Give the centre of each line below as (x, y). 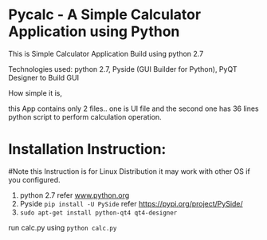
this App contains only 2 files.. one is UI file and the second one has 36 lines (133, 108)
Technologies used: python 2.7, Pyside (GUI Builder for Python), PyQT (123, 69)
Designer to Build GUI (44, 77)
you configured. (35, 179)
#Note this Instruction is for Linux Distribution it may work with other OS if (130, 171)
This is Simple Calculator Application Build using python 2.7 (106, 53)
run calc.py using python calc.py (63, 227)
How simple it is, (35, 92)
